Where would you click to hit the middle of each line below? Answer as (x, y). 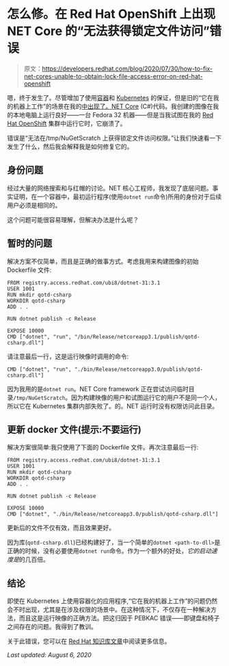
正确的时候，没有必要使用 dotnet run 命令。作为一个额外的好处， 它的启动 (109, 551)
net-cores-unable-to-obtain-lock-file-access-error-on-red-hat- (113, 76)
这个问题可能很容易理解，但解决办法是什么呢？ (73, 219)
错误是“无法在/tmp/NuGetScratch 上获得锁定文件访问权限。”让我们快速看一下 (114, 138)
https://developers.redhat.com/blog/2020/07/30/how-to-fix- (127, 69)
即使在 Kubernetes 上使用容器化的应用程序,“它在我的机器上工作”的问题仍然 (112, 601)
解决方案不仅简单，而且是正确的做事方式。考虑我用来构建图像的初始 (103, 261)
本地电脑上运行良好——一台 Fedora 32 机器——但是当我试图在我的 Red (113, 114)
